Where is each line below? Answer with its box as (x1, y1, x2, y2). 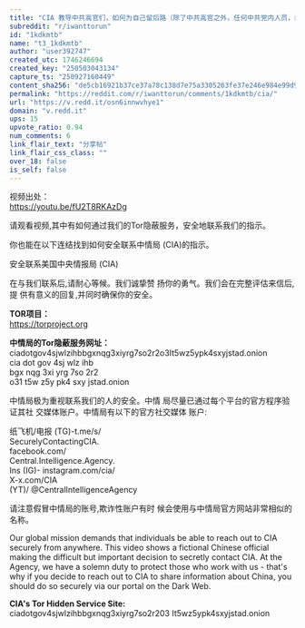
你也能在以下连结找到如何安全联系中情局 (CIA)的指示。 (9, 240, 214, 250)
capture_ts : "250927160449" (9, 73, 116, 82)
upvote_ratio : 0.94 (9, 123, 84, 132)
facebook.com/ (9, 446, 66, 456)
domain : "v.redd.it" (9, 106, 88, 115)
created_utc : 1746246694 (9, 55, 103, 64)
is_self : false (9, 165, 67, 174)
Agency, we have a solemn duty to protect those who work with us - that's (9, 562, 288, 573)
